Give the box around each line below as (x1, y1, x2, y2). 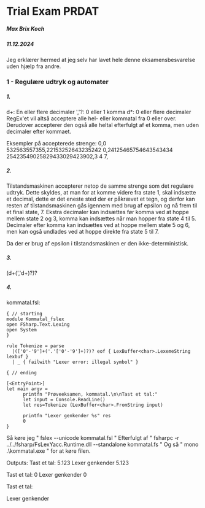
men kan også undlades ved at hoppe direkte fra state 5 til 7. (6, 228, 160, 236)
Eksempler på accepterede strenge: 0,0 (6, 140, 106, 147)
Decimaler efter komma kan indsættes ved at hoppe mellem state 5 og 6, (6, 221, 190, 229)
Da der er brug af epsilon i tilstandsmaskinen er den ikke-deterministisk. (6, 240, 189, 247)
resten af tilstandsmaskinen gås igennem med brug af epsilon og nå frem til (6, 202, 198, 209)
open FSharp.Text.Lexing (6, 321, 70, 328)
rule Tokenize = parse (6, 343, 64, 349)
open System (6, 327, 37, 333)
